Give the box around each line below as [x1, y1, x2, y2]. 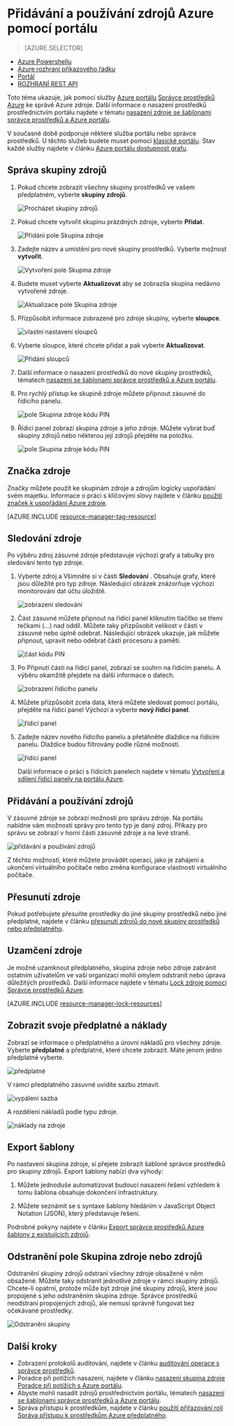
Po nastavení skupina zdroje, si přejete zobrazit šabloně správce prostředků [7, 1160, 226, 1168]
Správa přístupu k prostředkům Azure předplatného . [17, 1411, 168, 1420]
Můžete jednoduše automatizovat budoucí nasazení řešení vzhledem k [17, 1181, 221, 1189]
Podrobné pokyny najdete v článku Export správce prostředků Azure [7, 1223, 205, 1231]
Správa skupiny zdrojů [7, 164, 107, 177]
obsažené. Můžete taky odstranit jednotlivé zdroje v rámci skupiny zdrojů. [7, 1277, 220, 1285]
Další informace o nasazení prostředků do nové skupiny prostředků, [17, 368, 212, 376]
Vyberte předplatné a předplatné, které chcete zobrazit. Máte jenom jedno [7, 1045, 222, 1054]
